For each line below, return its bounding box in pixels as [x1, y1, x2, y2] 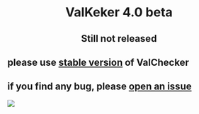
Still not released [81, 33, 157, 45]
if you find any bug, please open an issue [7, 81, 192, 93]
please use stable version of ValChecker [7, 56, 189, 68]
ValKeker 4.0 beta [64, 4, 174, 21]
